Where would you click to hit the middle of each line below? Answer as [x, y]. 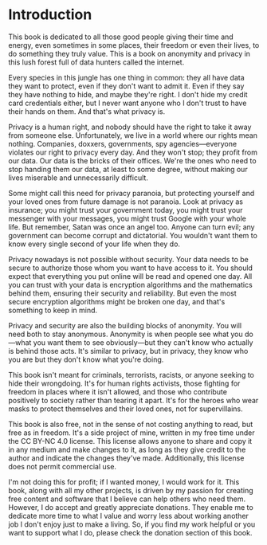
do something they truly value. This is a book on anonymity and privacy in [130, 53]
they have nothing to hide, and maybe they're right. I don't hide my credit [128, 94]
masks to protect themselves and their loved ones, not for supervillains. [126, 409]
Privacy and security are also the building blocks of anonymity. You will [125, 325]
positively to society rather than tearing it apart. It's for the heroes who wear [133, 400]
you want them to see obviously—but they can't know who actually [143, 342]
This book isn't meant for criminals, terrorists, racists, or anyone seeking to [132, 374]
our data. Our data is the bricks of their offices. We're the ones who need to [132, 160]
